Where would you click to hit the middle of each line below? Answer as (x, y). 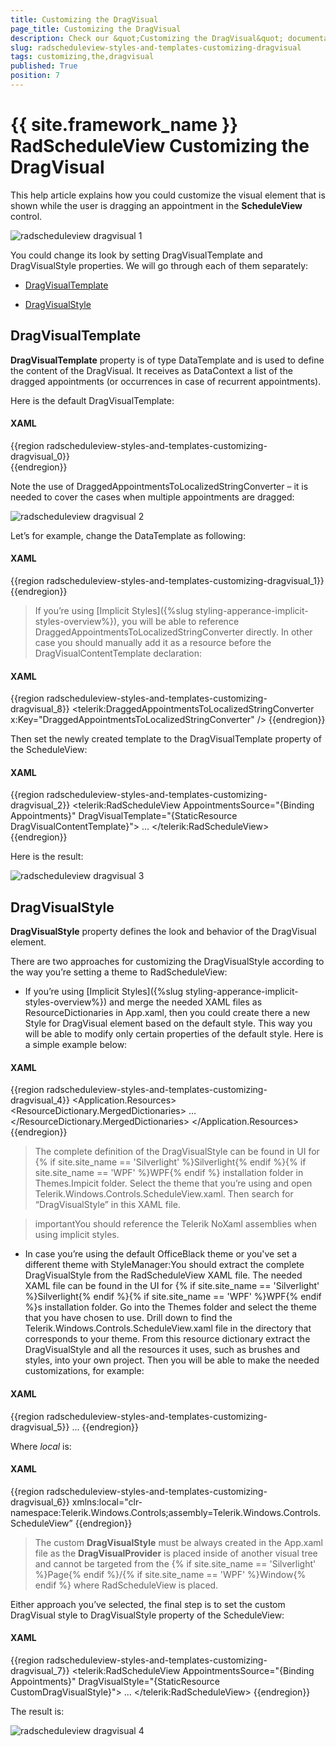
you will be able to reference (180, 622)
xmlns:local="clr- (107, 1502)
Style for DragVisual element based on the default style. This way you (168, 1023)
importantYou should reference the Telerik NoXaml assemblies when (175, 1224)
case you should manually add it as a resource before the (153, 643)
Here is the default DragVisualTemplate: (92, 400)
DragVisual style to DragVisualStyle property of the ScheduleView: (147, 1615)
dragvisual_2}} (40, 805)
